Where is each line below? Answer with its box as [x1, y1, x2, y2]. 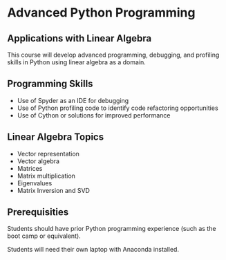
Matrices [17, 164, 43, 172]
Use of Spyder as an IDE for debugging [17, 96, 129, 104]
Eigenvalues [17, 178, 53, 187]
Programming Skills [7, 78, 93, 90]
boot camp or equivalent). [7, 232, 81, 240]
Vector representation [17, 149, 79, 158]
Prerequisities [7, 206, 69, 219]
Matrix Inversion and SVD [17, 186, 90, 194]
